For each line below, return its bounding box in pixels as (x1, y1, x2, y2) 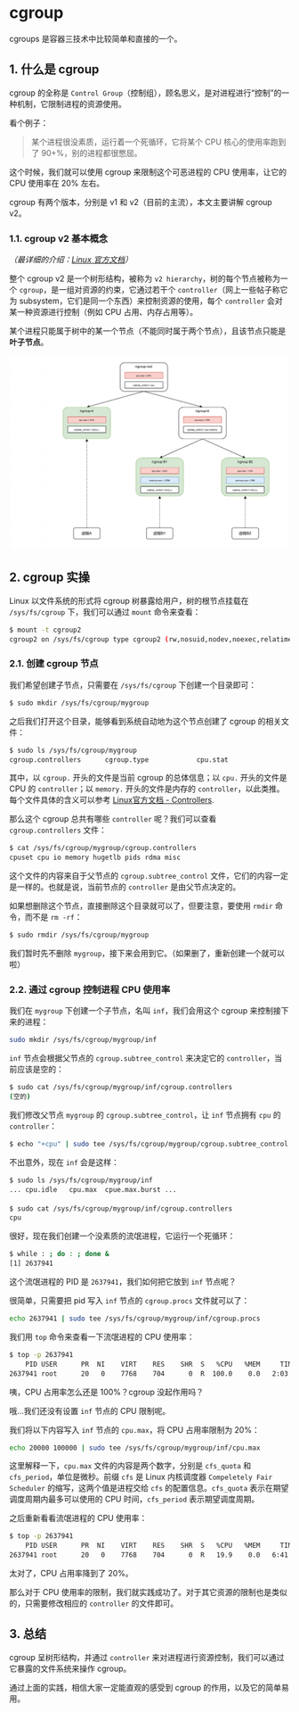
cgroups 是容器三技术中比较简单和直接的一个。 (9, 33, 182, 44)
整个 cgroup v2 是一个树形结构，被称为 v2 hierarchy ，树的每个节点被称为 (9, 273, 280, 284)
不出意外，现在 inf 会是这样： (9, 1156, 120, 1167)
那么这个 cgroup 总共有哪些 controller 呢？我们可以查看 (9, 814, 217, 824)
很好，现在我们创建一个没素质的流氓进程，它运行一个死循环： (9, 1230, 236, 1242)
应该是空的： (16, 1064, 64, 1075)
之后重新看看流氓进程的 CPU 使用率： (9, 1513, 148, 1524)
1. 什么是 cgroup (9, 62, 100, 78)
